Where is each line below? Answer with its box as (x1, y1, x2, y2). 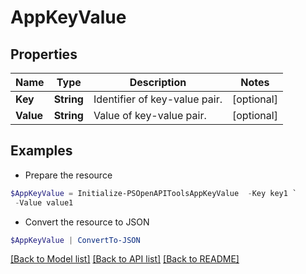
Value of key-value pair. (93, 109, 207, 122)
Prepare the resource (24, 169, 113, 181)
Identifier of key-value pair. (93, 92, 223, 106)
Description (129, 76, 187, 89)
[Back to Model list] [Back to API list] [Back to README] (10, 253, 240, 265)
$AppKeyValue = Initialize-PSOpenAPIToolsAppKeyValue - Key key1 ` (10, 188, 298, 198)
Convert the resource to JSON (24, 216, 150, 228)
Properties (10, 46, 78, 63)
